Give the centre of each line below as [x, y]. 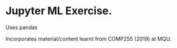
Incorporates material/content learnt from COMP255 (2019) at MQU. [89, 39]
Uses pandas [22, 27]
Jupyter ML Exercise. [59, 11]
